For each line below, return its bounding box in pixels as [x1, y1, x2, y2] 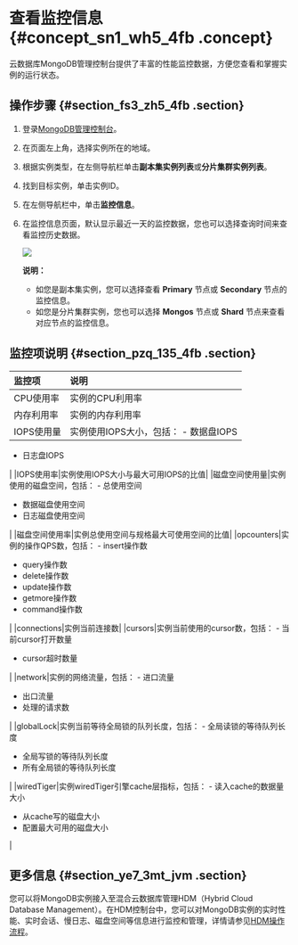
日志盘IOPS [21, 449, 65, 460]
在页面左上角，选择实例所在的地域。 [21, 142, 156, 152]
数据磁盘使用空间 [21, 498, 85, 509]
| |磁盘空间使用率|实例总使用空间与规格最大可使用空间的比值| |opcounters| [9, 529, 282, 539]
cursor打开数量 [16, 634, 73, 645]
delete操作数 [21, 570, 69, 580]
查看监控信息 [9, 8, 104, 29]
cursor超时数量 [21, 653, 78, 663]
